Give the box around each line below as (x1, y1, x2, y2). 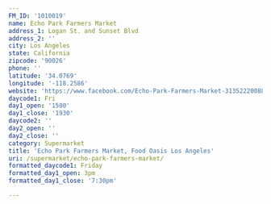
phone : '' (8, 65, 42, 73)
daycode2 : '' (8, 117, 52, 125)
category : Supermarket (8, 139, 85, 148)
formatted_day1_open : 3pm (8, 169, 95, 177)
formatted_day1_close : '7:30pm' (8, 177, 117, 185)
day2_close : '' (8, 131, 60, 139)
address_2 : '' (8, 34, 56, 43)
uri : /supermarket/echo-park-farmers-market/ (8, 154, 164, 162)
